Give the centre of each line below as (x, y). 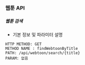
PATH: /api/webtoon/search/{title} (43, 53)
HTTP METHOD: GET (24, 44)
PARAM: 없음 (17, 58)
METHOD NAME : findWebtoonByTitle (42, 48)
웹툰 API (15, 8)
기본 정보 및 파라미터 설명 (38, 34)
